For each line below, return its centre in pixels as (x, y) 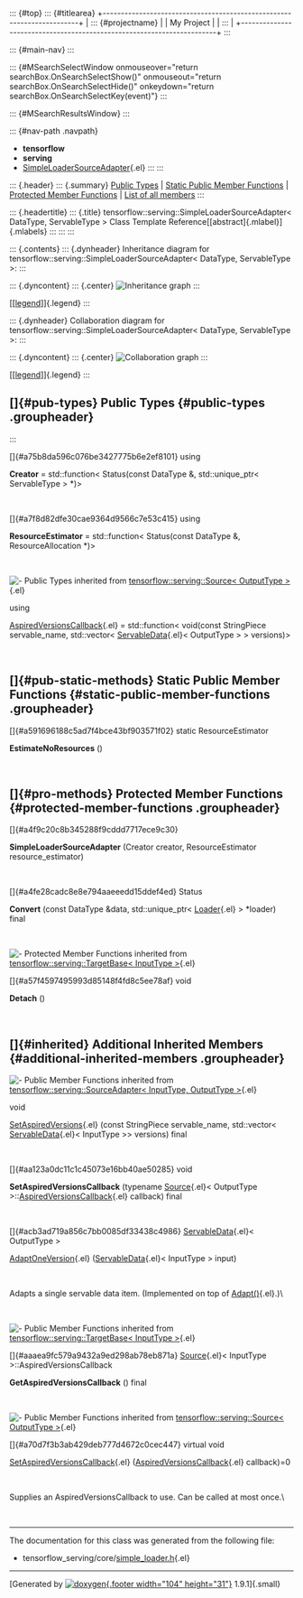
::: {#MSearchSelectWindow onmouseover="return (104, 67)
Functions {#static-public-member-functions (140, 695)
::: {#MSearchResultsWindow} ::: (70, 113)
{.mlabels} (28, 231)
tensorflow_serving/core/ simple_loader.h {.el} (106, 1558)
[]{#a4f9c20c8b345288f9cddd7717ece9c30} (94, 830)
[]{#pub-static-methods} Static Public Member (145, 681)
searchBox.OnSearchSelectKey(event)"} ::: (88, 96)
